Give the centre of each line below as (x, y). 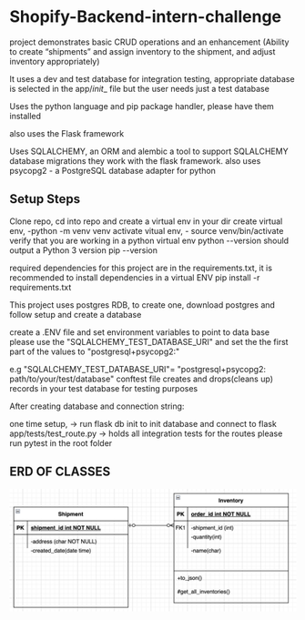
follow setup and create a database (76, 314)
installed (25, 116)
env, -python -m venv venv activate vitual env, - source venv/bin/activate (147, 230)
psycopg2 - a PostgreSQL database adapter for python (113, 170)
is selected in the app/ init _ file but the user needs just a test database (140, 88)
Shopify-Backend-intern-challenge (146, 17)
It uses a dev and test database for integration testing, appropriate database (152, 78)
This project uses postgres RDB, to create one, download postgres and (142, 305)
